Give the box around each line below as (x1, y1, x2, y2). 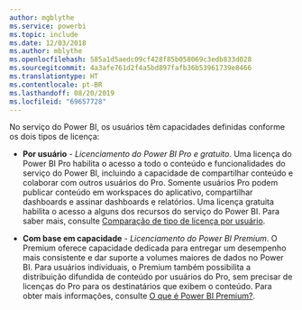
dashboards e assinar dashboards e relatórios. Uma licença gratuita (22, 196, 275, 207)
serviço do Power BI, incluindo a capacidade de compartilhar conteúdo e (22, 168, 294, 178)
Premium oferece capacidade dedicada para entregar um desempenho (22, 242, 287, 253)
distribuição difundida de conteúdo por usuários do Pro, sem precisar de (22, 271, 293, 282)
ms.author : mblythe (9, 47, 83, 56)
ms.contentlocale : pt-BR (9, 80, 103, 89)
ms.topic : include (9, 30, 78, 39)
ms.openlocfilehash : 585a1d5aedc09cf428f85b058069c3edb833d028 (9, 55, 252, 64)
